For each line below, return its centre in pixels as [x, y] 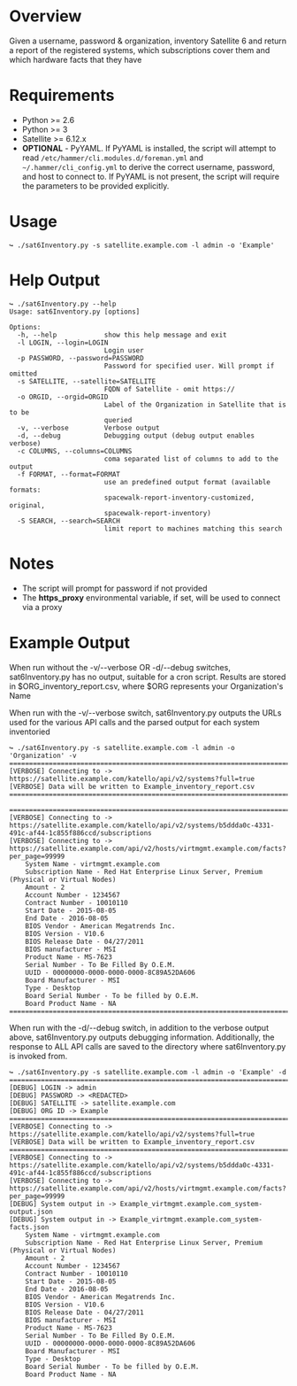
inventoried [30, 732]
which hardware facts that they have [76, 59]
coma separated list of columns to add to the [191, 459]
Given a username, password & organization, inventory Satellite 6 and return [148, 41]
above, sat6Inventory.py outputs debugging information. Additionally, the [142, 1037]
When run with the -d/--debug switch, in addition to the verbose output [139, 1027]
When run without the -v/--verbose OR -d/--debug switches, [120, 667]
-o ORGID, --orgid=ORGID [63, 397]
